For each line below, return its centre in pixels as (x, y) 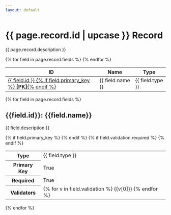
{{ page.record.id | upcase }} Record (84, 35)
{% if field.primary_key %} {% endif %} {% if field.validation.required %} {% (85, 137)
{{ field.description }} (27, 128)
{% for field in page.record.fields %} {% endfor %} (59, 59)
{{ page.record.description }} (36, 50)
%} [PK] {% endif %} (32, 87)
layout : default (22, 10)
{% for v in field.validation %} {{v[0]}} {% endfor (100, 189)
